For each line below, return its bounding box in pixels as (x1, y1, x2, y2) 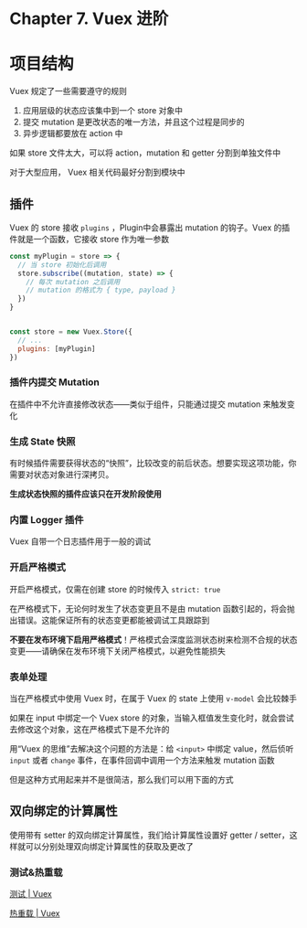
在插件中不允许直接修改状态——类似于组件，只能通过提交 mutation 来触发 (9, 399, 288, 410)
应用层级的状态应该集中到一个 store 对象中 (22, 105, 184, 116)
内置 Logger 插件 (9, 514, 84, 527)
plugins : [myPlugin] (17, 344, 96, 353)
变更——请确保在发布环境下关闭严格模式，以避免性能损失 (9, 645, 226, 656)
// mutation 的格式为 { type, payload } (26, 285, 176, 295)
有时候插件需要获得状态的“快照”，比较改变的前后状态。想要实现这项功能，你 (9, 458, 297, 469)
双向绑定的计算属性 (9, 804, 118, 819)
